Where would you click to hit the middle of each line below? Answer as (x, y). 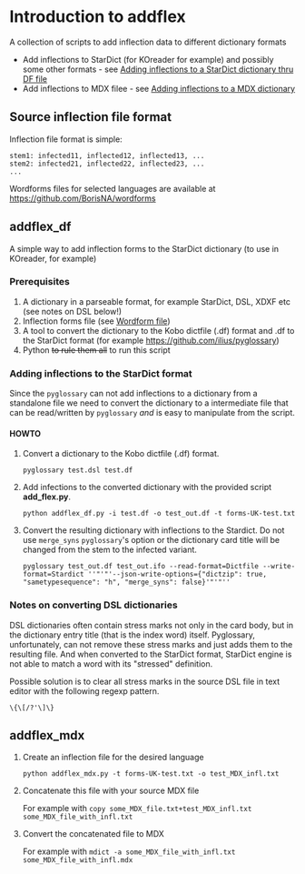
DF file (35, 78)
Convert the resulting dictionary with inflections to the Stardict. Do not (153, 530)
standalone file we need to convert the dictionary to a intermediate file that (149, 403)
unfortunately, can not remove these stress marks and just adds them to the (151, 644)
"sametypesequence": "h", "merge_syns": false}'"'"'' (126, 583)
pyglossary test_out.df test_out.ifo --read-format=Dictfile (141, 567)
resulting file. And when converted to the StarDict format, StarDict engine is (151, 654)
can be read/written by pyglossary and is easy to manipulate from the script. (152, 413)
